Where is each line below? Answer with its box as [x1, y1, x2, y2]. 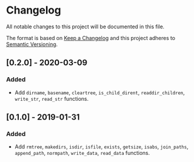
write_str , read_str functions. [14, 95, 89, 102]
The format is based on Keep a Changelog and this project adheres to [6, 34, 176, 41]
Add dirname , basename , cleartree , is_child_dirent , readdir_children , [14, 89, 185, 96]
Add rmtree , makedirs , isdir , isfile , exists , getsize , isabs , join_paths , [14, 143, 189, 150]
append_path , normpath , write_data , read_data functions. [14, 150, 150, 157]
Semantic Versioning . [6, 41, 58, 48]
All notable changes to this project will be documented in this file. [6, 23, 165, 30]
